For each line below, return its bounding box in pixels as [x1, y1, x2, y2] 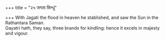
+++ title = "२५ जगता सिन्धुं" [5, 5, 57, 10]
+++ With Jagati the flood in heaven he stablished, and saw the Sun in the [5, 15, 158, 20]
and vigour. [5, 30, 29, 36]
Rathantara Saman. [5, 20, 45, 26]
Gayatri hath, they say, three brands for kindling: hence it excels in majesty [5, 25, 160, 31]
